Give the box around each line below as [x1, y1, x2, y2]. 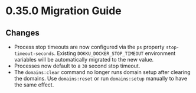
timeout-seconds [14, 51, 54, 57]
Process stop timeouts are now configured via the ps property [14, 43, 165, 50]
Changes [5, 28, 40, 38]
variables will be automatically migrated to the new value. [14, 56, 154, 63]
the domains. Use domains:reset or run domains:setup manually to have [14, 75, 187, 82]
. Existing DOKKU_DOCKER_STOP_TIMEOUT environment [54, 50, 176, 57]
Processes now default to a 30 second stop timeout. [14, 62, 141, 69]
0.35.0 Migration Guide [5, 4, 122, 18]
